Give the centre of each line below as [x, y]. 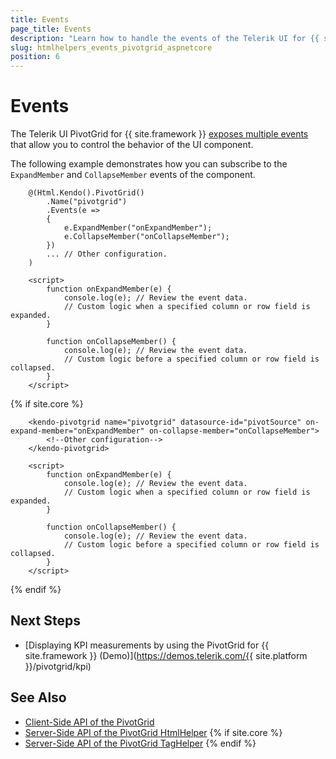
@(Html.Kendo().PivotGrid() [86, 193]
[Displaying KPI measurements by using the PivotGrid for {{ [147, 645]
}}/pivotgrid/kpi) [58, 666]
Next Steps [45, 621]
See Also [38, 697]
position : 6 [35, 57]
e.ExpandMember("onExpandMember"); [138, 228]
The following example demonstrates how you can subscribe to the [149, 164]
